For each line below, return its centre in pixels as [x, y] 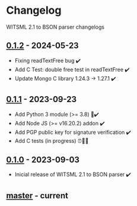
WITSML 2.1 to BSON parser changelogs [55, 27]
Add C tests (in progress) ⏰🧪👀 [52, 140]
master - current [37, 196]
